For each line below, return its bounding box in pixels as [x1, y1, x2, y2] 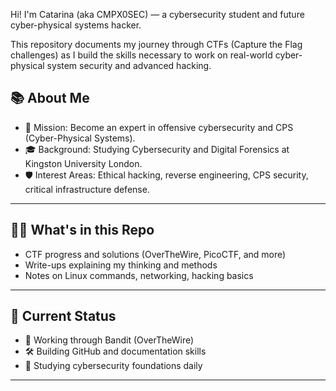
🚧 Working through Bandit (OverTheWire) [24, 334, 195, 346]
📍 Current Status [10, 308, 117, 325]
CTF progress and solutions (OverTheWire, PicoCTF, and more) [24, 248, 287, 260]
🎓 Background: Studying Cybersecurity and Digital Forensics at [24, 143, 290, 155]
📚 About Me [10, 90, 90, 107]
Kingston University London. [24, 157, 143, 169]
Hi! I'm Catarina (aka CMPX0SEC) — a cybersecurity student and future [10, 9, 305, 20]
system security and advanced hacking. [46, 60, 212, 71]
